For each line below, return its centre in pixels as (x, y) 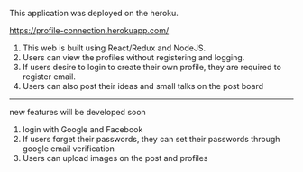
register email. (49, 77)
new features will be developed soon (78, 112)
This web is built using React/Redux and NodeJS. (114, 48)
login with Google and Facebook (83, 129)
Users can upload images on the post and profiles (115, 158)
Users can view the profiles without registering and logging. (133, 57)
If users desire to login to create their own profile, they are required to (152, 67)
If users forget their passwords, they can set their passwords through (151, 139)
